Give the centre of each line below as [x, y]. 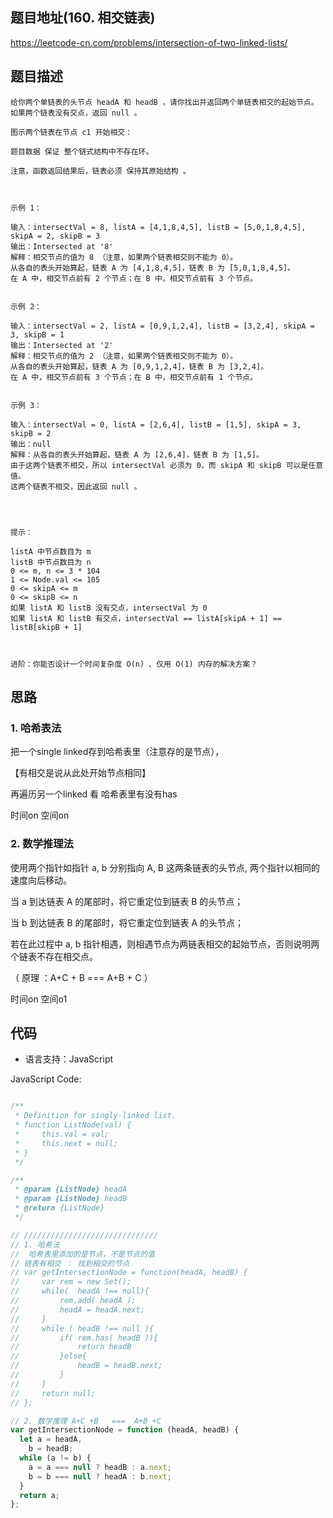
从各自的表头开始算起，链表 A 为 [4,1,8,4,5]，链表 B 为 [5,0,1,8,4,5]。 [153, 268]
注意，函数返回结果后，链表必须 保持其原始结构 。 [100, 171]
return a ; [39, 1495]
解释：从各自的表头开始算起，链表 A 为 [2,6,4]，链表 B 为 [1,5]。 [137, 454]
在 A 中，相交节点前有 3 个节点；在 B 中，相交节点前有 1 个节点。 [134, 377]
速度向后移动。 [41, 880]
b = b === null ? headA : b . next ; [100, 1476]
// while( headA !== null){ [80, 1291]
